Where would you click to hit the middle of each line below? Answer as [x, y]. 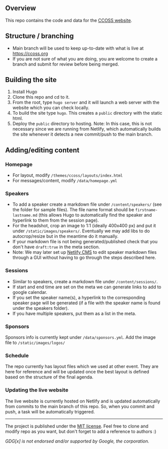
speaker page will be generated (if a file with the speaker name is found [86, 303]
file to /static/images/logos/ [35, 343]
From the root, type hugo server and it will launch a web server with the [86, 103]
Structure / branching [39, 36]
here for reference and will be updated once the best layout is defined [77, 372]
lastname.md [25, 215]
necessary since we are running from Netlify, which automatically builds [87, 129]
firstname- [146, 210]
